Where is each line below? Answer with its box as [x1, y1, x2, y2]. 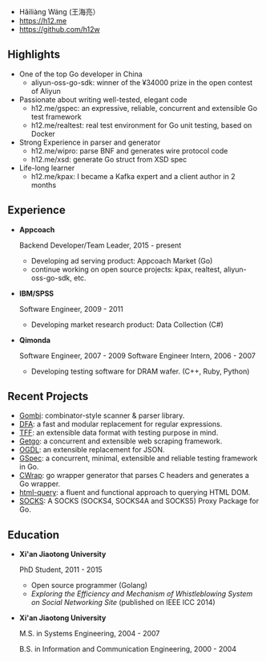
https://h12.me [18, 16, 67, 26]
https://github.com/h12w [18, 25, 101, 34]
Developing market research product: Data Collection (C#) [30, 320, 224, 329]
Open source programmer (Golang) [30, 581, 148, 590]
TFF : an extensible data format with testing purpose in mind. [18, 428, 219, 438]
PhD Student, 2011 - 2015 [18, 565, 103, 574]
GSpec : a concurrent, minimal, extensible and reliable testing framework [18, 453, 258, 464]
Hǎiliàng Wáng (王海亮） [18, 7, 100, 16]
